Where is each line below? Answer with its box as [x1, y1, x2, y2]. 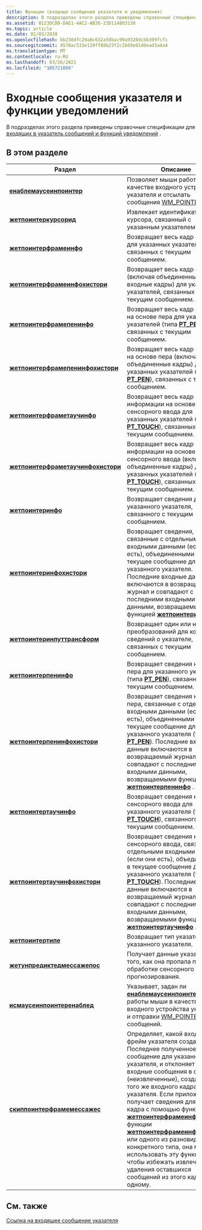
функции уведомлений [6, 104, 129, 118]
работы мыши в [127, 997, 173, 1006]
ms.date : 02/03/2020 [6, 31, 58, 37]
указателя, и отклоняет [127, 1060, 195, 1068]
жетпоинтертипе [9, 937, 61, 945]
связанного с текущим [127, 510, 194, 518]
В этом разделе [6, 147, 69, 157]
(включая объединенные [127, 272, 200, 281]
